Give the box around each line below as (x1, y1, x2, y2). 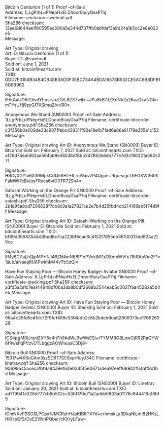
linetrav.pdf (5, 360, 29, 366)
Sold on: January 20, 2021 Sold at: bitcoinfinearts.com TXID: (5, 386, 128, 391)
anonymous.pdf (5, 122, 37, 128)
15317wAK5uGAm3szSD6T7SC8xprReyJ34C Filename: (5, 355, 116, 361)
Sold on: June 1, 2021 (5, 61, 48, 67)
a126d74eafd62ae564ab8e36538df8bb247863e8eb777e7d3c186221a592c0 (5, 153, 161, 158)
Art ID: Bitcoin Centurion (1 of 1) (5, 50, 69, 56)
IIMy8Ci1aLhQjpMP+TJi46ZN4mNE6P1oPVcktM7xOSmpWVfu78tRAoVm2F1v (5, 254, 160, 260)
